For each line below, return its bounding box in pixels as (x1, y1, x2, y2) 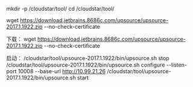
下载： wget (6, 35, 36, 43)
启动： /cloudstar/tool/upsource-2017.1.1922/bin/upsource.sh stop (6, 55, 170, 62)
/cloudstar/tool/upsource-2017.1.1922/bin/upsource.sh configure (6, 61, 165, 68)
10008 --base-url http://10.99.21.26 (17, 68, 106, 74)
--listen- (166, 61, 187, 68)
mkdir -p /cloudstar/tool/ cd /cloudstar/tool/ (6, 5, 115, 12)
